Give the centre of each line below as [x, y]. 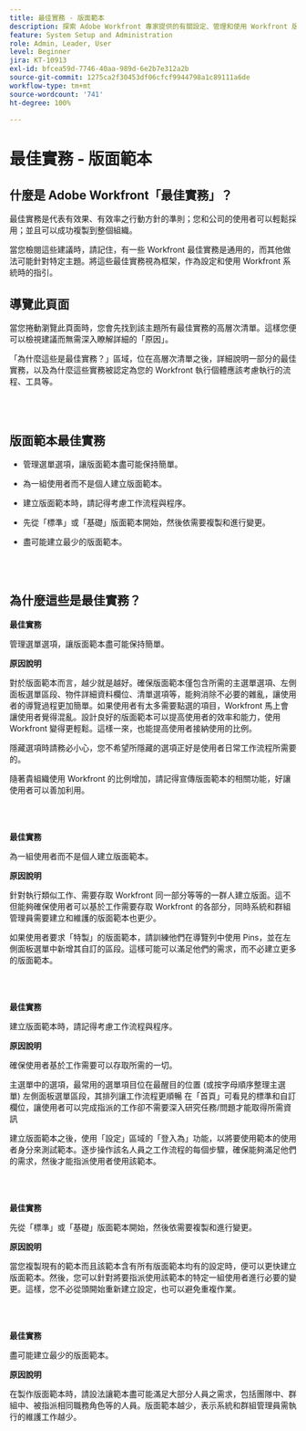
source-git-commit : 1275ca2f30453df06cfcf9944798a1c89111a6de [130, 78]
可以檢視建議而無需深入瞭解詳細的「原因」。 [91, 340]
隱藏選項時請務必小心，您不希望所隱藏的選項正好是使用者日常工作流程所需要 [153, 747]
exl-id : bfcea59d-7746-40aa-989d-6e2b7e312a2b [99, 69]
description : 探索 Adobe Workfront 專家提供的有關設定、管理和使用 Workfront [149, 26]
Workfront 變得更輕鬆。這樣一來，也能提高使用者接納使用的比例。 [133, 728]
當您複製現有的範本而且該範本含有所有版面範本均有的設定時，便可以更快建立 [153, 1266]
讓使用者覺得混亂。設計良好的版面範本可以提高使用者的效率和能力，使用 [145, 717]
